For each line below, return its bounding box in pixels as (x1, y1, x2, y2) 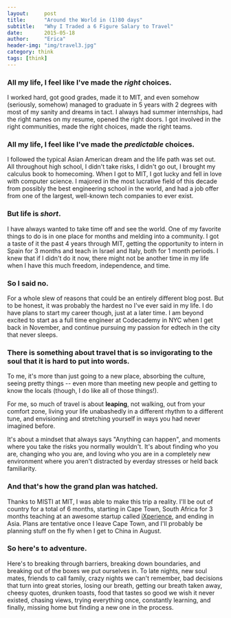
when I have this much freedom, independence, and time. (7, 261, 170, 269)
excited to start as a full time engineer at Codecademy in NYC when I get (7, 316, 213, 324)
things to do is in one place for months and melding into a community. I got (7, 232, 219, 240)
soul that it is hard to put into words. (7, 356, 130, 365)
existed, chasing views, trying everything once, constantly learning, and (7, 596, 211, 604)
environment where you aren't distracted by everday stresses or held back (7, 457, 219, 465)
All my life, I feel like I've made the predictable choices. (7, 139, 195, 149)
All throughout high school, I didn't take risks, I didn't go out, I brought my (7, 162, 216, 171)
